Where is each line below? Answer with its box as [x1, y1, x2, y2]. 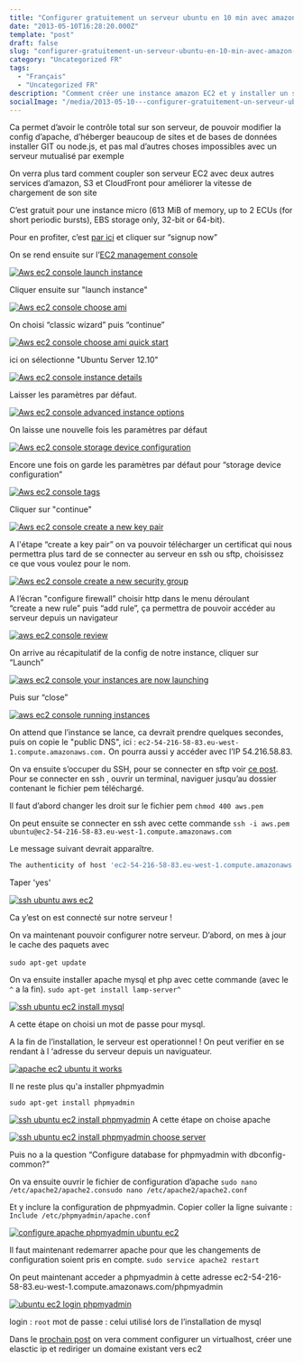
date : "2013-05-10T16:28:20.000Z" [9, 22, 140, 31]
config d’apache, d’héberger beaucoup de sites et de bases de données [9, 132, 278, 143]
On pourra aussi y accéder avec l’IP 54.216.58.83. [107, 746, 293, 757]
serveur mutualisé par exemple [9, 151, 124, 162]
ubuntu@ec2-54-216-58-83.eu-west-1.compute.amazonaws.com [9, 827, 232, 836]
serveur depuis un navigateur [9, 612, 119, 623]
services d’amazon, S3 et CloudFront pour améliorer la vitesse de [9, 178, 252, 189]
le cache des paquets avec [9, 939, 110, 950]
